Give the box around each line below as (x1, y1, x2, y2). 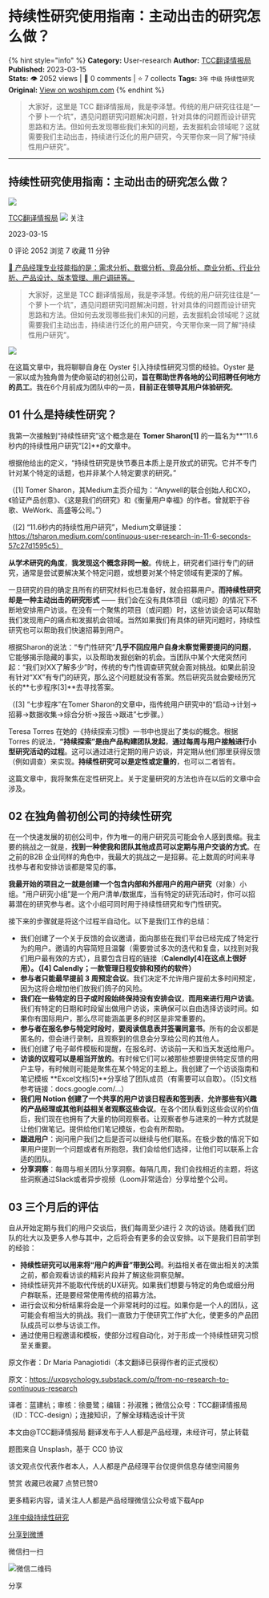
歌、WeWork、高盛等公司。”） (8, 505, 106, 515)
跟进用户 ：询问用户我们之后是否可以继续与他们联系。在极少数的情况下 (19, 1134, 252, 1144)
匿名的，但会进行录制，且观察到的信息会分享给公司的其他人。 (19, 1033, 224, 1044)
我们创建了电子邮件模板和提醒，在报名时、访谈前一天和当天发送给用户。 (19, 1044, 259, 1054)
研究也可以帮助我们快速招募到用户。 (8, 625, 128, 634)
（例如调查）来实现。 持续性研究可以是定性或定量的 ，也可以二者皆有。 (8, 756, 240, 766)
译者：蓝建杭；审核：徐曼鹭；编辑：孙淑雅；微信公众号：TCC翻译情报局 (8, 1400, 248, 1410)
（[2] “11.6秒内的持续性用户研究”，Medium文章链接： (8, 522, 184, 532)
